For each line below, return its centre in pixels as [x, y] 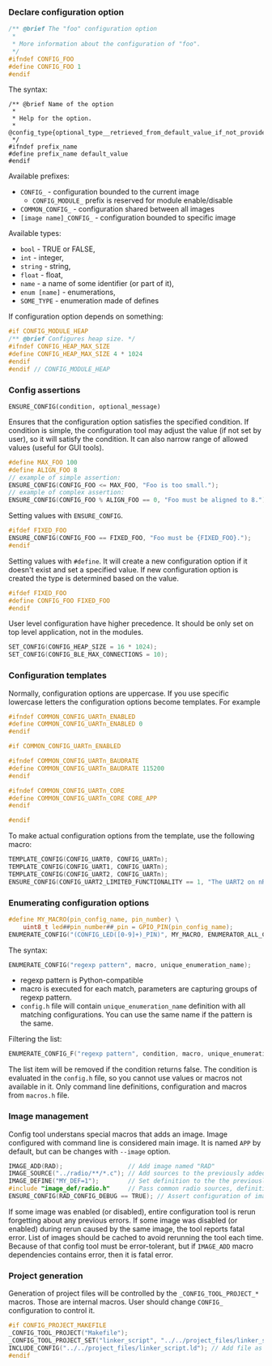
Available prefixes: [39, 176]
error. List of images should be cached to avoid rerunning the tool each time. [136, 1237]
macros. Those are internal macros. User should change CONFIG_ [116, 1302]
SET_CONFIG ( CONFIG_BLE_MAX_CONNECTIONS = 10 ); [88, 655]
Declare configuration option [66, 12]
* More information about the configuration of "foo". [106, 44]
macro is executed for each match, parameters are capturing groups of [138, 989]
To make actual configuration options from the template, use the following [132, 836]
